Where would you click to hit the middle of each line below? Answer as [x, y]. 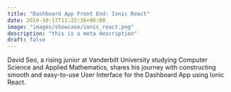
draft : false [26, 40]
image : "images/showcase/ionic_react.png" [71, 27]
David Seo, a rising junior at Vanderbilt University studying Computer [108, 60]
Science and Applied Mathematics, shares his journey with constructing [112, 67]
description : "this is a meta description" [72, 33]
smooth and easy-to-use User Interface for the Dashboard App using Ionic [116, 75]
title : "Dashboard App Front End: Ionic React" [79, 14]
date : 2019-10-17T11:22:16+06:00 [57, 20]
